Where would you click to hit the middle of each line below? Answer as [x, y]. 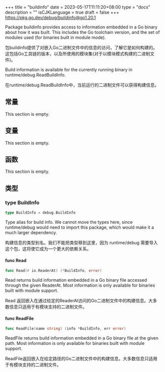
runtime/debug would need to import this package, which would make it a [80, 227]
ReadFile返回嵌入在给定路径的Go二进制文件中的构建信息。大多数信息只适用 [81, 359]
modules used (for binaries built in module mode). [55, 37]
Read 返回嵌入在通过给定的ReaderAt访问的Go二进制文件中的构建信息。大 [79, 301]
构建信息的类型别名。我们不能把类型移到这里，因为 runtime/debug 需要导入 [82, 243]
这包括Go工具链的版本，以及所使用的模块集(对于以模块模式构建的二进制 [78, 54]
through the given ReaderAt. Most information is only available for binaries [80, 285]
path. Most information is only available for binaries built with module [75, 344]
